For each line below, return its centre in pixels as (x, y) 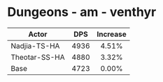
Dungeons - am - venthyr (82, 12)
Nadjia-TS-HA (35, 46)
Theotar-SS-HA (38, 57)
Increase (112, 34)
